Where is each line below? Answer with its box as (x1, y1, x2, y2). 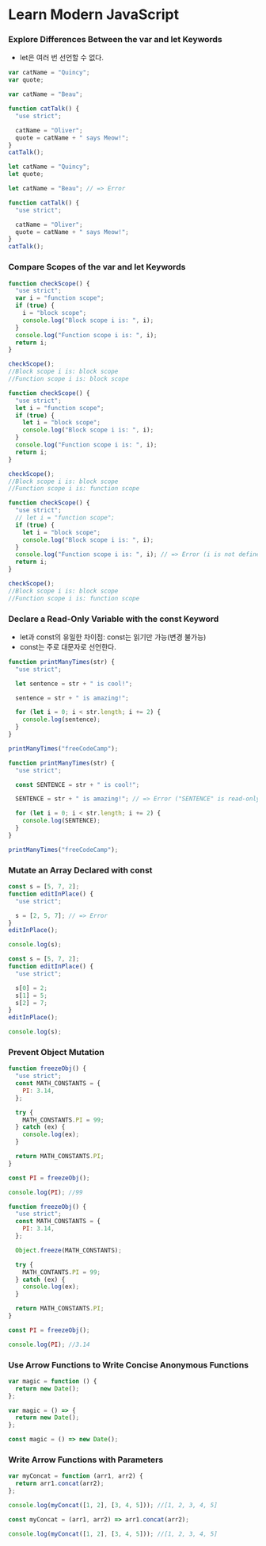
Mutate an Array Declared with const (8, 865, 153, 876)
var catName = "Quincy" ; (8, 69, 90, 77)
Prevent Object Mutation (8, 1046, 104, 1057)
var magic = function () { (8, 1377, 97, 1385)
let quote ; (8, 171, 44, 178)
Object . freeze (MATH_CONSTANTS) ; (15, 1246, 123, 1254)
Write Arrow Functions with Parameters (8, 1454, 164, 1465)
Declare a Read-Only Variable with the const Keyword (8, 613, 219, 624)
